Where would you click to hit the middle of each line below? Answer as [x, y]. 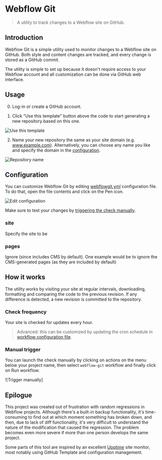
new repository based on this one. [46, 121]
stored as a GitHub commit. [32, 60]
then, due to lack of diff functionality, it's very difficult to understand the [77, 422]
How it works [25, 277]
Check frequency [26, 312]
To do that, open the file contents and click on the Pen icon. [65, 192]
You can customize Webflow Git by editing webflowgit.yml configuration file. [81, 187]
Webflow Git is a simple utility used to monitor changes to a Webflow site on [81, 49]
